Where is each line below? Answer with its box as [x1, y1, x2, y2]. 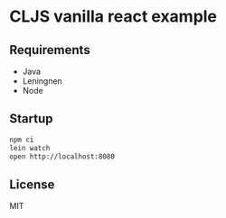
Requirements [9, 42, 90, 58]
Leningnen [22, 76, 63, 86]
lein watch [9, 143, 51, 152]
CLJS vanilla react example [9, 6, 218, 27]
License [9, 177, 55, 192]
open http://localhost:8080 [9, 151, 116, 161]
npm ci [9, 135, 34, 144]
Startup [9, 111, 53, 127]
